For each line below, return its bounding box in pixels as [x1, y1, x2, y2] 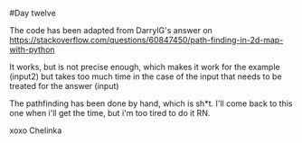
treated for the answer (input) [9, 81, 119, 91]
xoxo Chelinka [9, 125, 62, 136]
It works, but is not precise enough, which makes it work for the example [9, 62, 280, 72]
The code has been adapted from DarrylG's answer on [9, 25, 212, 35]
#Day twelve [9, 8, 56, 18]
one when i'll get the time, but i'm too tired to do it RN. [9, 108, 211, 118]
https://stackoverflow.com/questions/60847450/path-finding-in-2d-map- [9, 35, 284, 45]
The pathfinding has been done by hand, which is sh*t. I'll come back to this [9, 98, 293, 109]
